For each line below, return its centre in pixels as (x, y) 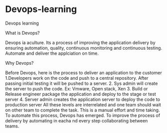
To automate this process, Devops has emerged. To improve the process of (83, 115)
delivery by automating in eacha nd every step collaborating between (76, 120)
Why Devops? (19, 63)
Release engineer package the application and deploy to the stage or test (81, 94)
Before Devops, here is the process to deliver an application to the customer (84, 73)
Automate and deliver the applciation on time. (52, 53)
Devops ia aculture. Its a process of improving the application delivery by (80, 42)
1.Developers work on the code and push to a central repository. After (77, 78)
